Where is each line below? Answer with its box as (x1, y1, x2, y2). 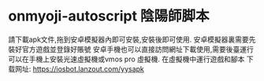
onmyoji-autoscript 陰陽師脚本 (8, 7, 210, 25)
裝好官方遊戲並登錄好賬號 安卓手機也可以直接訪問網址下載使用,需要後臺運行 (8, 44, 254, 53)
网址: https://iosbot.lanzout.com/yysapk (14, 64, 144, 73)
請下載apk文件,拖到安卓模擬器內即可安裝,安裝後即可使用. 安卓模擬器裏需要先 (8, 35, 256, 44)
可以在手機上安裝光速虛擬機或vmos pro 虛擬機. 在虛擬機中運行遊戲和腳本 (8, 54, 245, 64)
